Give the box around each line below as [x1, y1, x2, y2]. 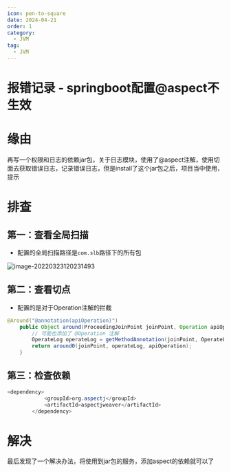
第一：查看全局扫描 [7, 228, 89, 241]
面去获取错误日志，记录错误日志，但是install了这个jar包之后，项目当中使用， [7, 164, 223, 172]
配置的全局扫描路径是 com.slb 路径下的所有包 [16, 248, 142, 257]
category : [7, 29, 36, 36]
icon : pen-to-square [7, 10, 67, 17]
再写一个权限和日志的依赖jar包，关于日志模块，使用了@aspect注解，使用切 [7, 155, 220, 164]
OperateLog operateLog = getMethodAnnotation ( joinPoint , [32, 336, 198, 343]
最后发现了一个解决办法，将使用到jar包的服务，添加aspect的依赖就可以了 [7, 457, 214, 465]
